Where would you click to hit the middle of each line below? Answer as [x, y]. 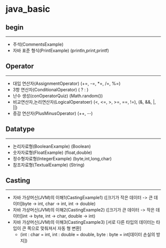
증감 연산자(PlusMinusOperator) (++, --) [53, 113]
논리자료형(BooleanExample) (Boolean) [52, 146]
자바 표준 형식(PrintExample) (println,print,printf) [61, 51]
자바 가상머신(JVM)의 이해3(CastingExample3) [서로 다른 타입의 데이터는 [84, 222]
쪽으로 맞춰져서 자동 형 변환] [54, 228]
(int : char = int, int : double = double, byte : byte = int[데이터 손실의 [88, 235]
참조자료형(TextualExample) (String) [49, 165]
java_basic [28, 9]
